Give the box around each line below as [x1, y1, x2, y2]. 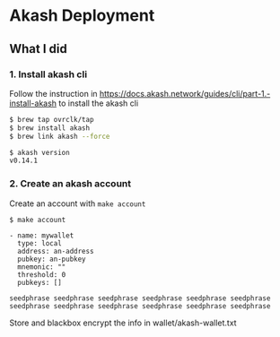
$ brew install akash [9, 123, 91, 133]
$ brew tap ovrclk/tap [9, 115, 94, 124]
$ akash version [9, 148, 70, 157]
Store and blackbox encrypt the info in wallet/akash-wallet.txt [9, 317, 237, 328]
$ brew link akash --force [9, 132, 110, 141]
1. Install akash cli [9, 68, 88, 81]
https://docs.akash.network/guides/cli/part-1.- [99, 88, 271, 99]
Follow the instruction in [9, 88, 98, 99]
